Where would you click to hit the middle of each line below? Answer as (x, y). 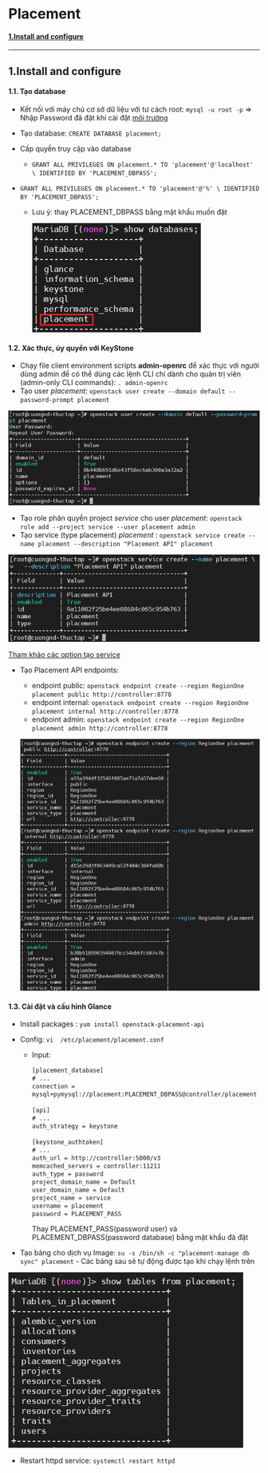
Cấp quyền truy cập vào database (75, 148)
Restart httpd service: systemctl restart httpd (97, 1461)
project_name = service (71, 1198)
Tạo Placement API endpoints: (69, 670)
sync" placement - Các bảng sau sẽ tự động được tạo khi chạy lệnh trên (137, 1262)
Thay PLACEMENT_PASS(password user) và (104, 1229)
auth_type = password (67, 1174)
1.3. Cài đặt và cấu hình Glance (60, 1006)
